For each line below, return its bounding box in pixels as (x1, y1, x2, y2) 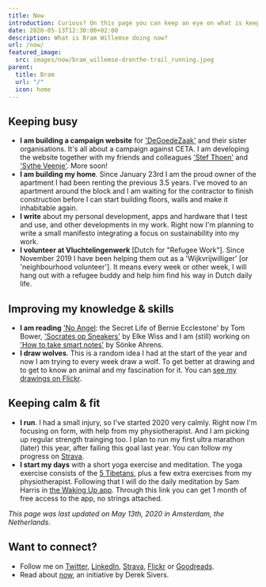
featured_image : (8, 48, 62, 56)
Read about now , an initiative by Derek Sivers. (19, 570, 169, 579)
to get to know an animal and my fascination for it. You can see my (19, 366, 237, 374)
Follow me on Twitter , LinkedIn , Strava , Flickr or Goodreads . (19, 561, 215, 571)
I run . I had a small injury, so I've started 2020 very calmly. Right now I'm (19, 417, 257, 427)
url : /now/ (8, 41, 44, 49)
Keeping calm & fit (8, 397, 101, 410)
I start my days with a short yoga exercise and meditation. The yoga (19, 459, 243, 469)
